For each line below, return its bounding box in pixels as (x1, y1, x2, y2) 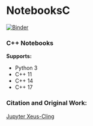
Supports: (6, 53, 32, 60)
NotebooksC (6, 4, 70, 18)
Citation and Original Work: (6, 99, 88, 107)
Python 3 (14, 64, 38, 71)
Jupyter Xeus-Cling (6, 113, 55, 120)
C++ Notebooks (6, 39, 54, 47)
